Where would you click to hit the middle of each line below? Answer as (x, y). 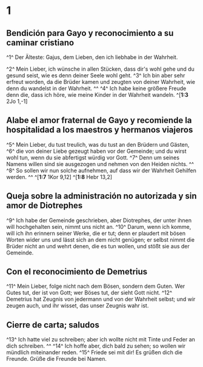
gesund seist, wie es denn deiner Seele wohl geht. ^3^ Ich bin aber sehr (96, 75)
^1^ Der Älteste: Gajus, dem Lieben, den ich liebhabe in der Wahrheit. (92, 57)
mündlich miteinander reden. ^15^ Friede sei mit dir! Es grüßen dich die (95, 352)
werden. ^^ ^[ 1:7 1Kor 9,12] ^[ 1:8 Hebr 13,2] (59, 177)
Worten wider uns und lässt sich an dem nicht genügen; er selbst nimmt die (101, 239)
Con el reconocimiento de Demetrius (77, 272)
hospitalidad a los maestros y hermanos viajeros (100, 130)
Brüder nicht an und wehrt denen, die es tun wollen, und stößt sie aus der (98, 246)
